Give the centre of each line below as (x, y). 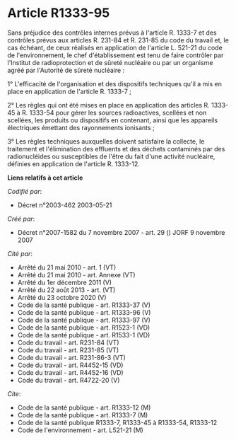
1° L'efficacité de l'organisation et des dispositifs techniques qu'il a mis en (115, 83)
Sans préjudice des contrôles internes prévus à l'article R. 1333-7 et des (112, 33)
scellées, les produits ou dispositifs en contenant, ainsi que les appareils (112, 120)
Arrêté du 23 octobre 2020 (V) (62, 297)
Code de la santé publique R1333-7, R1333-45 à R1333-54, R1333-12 (117, 422)
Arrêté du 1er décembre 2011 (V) (64, 282)
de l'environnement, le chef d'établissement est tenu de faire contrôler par (116, 55)
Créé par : (21, 219)
